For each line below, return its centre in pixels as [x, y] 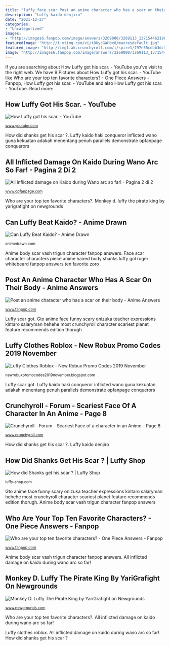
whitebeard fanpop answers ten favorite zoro [52, 264]
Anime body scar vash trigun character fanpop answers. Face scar [75, 253]
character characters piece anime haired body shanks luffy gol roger [77, 258]
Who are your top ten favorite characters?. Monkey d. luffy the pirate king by [85, 201]
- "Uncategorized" [25, 29]
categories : [18, 24]
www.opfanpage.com [24, 192]
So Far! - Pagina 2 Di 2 [41, 170]
